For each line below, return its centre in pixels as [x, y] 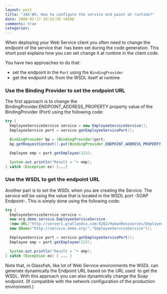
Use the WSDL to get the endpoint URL [52, 179]
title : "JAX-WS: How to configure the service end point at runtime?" [80, 14]
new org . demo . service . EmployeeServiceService [58, 219]
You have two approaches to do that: [43, 63]
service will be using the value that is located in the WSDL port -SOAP [77, 195]
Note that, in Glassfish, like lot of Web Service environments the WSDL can [82, 265]
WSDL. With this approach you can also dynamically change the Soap [77, 276]
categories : [17, 28]
